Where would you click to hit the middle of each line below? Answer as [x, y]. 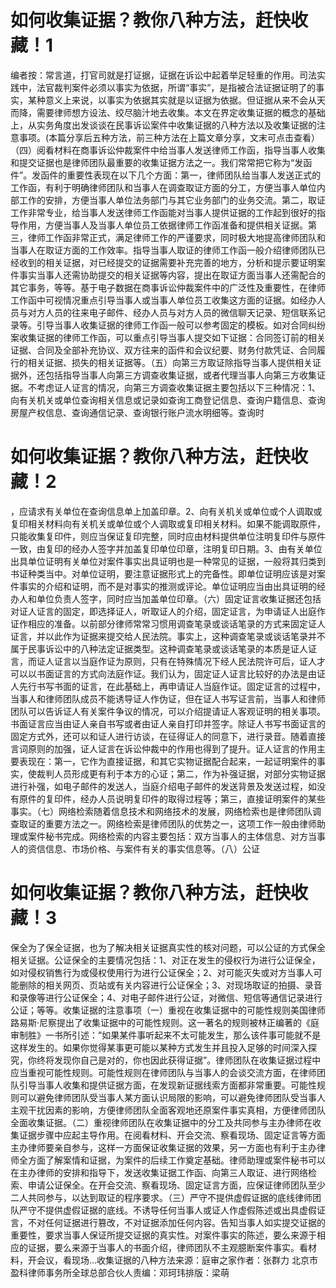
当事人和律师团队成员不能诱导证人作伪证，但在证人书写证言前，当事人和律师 [168, 698]
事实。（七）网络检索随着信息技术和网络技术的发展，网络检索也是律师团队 [161, 811]
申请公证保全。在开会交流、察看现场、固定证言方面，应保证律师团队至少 [176, 1185]
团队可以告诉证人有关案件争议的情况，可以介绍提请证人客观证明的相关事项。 [168, 711]
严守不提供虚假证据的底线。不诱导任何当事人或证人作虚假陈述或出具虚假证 [172, 1210]
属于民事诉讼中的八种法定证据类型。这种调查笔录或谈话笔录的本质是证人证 [163, 648]
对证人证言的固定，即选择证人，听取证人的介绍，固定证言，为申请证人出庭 [163, 611]
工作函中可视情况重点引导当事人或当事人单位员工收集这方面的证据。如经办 [163, 300]
